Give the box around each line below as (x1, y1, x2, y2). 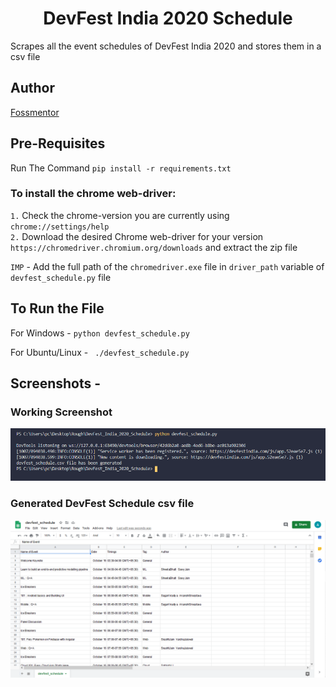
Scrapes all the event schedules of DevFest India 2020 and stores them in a (10, 40, 322, 52)
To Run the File (10, 300, 105, 317)
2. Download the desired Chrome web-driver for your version (10, 230, 264, 242)
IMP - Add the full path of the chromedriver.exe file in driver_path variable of (10, 260, 325, 272)
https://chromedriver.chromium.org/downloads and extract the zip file (10, 241, 298, 253)
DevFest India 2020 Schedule (43, 7, 293, 30)
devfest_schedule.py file (10, 271, 112, 283)
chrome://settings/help (10, 222, 110, 232)
